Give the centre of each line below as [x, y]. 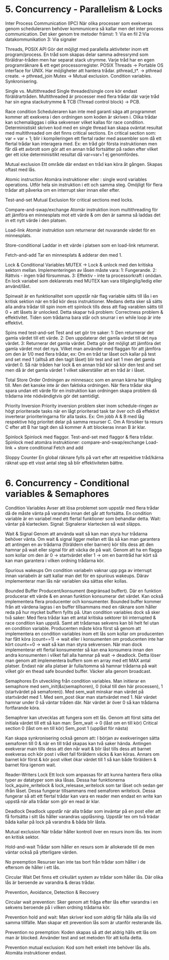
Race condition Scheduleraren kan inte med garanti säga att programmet [80, 111]
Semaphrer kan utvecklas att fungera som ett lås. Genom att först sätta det [83, 717]
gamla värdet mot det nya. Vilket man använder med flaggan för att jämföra [83, 349]
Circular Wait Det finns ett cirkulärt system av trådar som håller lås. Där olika [84, 877]
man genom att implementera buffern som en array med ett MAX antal [78, 660]
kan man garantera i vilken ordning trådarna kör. [55, 560]
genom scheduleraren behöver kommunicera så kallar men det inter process [84, 28]
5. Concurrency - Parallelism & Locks [84, 9]
